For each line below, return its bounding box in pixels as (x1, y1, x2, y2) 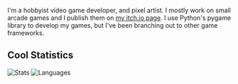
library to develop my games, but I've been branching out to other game (7, 21, 218, 29)
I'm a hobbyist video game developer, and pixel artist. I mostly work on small (7, 6, 231, 14)
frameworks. (7, 28, 45, 37)
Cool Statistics (7, 49, 74, 61)
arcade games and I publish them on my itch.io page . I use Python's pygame (7, 14, 232, 22)
